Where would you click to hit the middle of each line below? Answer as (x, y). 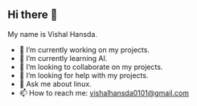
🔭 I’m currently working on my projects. (84, 50)
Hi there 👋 (33, 15)
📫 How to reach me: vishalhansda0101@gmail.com (104, 92)
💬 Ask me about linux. (55, 84)
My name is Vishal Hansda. (53, 34)
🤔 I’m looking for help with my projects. (84, 75)
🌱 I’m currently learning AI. (63, 58)
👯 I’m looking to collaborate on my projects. (91, 67)
